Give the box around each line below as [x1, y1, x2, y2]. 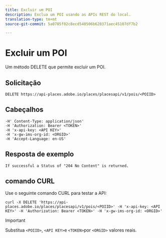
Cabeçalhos [5, 105, 44, 114]
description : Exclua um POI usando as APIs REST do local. [5, 12, 131, 17]
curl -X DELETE [5, 200, 37, 205]
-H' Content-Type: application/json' [5, 118, 84, 124]
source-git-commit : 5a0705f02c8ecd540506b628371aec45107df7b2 [5, 21, 138, 27]
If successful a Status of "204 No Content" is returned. [5, 163, 129, 168]
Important [5, 217, 26, 223]
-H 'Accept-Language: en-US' [5, 136, 66, 141]
